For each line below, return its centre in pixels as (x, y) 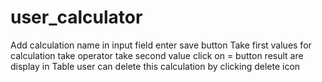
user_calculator (76, 17)
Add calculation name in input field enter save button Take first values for (161, 45)
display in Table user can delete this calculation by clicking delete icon (155, 66)
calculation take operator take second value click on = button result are (157, 55)
